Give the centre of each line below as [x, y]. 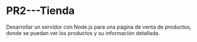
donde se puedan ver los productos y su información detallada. [83, 33]
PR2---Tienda [40, 11]
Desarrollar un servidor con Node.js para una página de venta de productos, [99, 27]
